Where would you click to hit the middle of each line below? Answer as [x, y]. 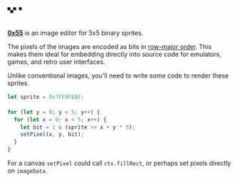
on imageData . [27, 171]
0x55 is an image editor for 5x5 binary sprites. [76, 33]
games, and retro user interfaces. [56, 62]
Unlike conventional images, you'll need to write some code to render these [118, 75]
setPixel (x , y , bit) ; [52, 134]
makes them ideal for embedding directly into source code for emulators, [115, 54]
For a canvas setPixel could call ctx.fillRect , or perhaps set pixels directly [119, 163]
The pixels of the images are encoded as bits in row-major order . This [110, 47]
